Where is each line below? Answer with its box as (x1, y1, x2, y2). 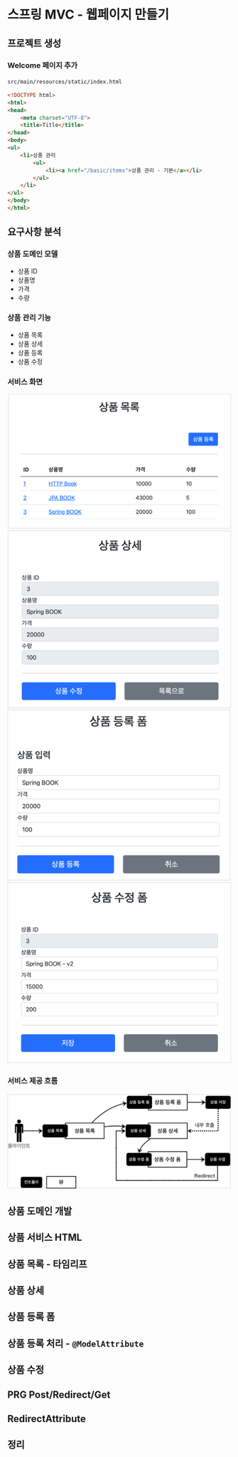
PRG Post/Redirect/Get (7, 1389, 111, 1401)
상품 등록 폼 (7, 1311, 55, 1323)
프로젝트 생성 (7, 37, 62, 49)
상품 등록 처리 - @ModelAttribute (7, 1337, 144, 1349)
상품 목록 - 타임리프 (7, 1258, 87, 1270)
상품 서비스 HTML (7, 1232, 82, 1244)
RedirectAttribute (7, 1413, 87, 1425)
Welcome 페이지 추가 (7, 60, 78, 70)
